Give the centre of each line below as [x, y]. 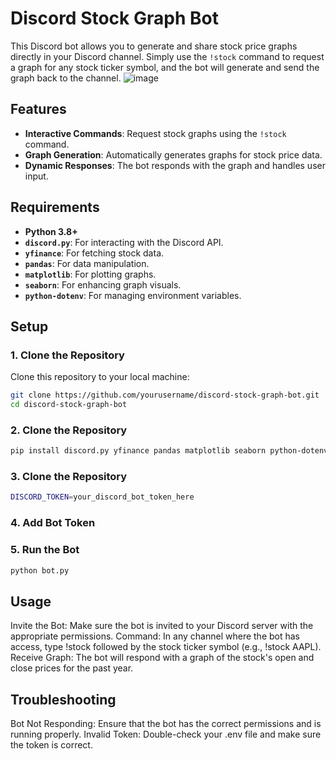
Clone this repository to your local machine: [100, 377]
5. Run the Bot [45, 550]
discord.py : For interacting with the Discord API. [124, 242]
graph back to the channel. [66, 78]
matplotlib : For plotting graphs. [90, 274]
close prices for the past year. [72, 668]
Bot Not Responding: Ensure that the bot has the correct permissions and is [166, 724]
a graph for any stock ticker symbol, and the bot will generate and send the [165, 67]
